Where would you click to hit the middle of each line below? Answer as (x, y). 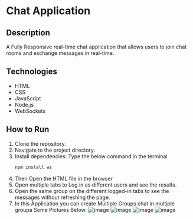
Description (28, 33)
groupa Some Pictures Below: (51, 210)
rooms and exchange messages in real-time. (60, 53)
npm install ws (33, 167)
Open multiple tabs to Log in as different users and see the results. (96, 185)
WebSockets (30, 111)
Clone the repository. (40, 143)
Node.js (24, 104)
